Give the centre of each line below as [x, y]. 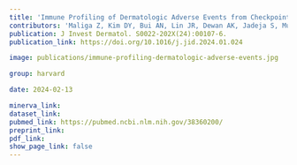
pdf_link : [27, 139]
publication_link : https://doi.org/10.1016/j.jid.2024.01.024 [126, 42]
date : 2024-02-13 [41, 90]
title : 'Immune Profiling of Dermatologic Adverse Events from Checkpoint [150, 17]
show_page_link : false [51, 146]
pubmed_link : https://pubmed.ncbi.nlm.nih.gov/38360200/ [116, 122]
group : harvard [37, 74]
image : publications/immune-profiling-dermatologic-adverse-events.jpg [144, 58]
